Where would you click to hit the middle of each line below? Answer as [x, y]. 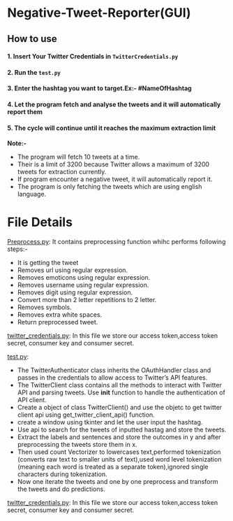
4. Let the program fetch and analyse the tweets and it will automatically [114, 104]
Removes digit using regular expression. [75, 292]
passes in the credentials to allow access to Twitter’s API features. [112, 378]
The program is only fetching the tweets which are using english [110, 187]
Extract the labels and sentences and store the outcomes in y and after [119, 437]
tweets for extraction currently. [62, 172]
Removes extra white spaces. [60, 315]
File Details [40, 222]
